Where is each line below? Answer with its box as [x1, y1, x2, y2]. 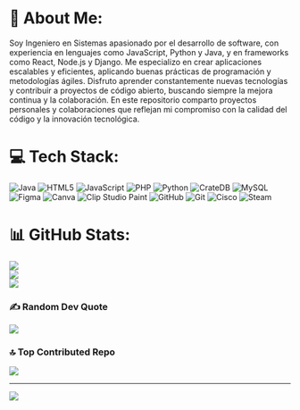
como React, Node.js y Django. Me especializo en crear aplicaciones [9, 56, 262, 67]
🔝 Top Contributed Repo [9, 346, 116, 358]
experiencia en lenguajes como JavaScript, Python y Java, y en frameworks [9, 46, 289, 57]
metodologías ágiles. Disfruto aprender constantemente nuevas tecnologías [9, 75, 288, 86]
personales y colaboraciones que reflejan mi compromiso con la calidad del [9, 104, 287, 114]
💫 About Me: [9, 8, 104, 29]
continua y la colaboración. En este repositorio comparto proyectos [9, 94, 257, 105]
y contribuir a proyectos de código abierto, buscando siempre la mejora [9, 85, 273, 96]
